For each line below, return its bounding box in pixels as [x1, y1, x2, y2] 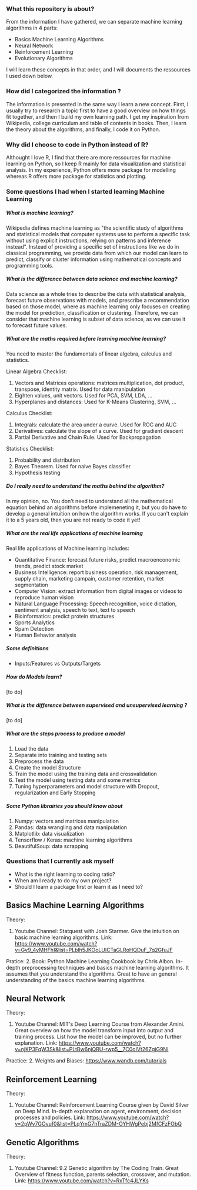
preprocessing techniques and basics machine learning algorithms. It [21, 964, 189, 971]
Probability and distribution [14, 457, 81, 464]
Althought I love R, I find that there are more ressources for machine [6, 154, 171, 161]
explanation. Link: [14, 1039, 58, 1046]
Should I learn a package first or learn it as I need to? [14, 883, 143, 890]
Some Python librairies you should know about [6, 803, 123, 810]
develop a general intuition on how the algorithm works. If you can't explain [6, 510, 189, 517]
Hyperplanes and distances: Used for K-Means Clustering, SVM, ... [14, 398, 176, 405]
